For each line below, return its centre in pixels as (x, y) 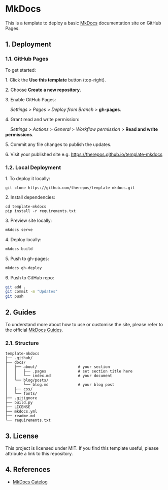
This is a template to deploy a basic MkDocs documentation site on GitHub (83, 23)
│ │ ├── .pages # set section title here (69, 371)
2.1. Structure (22, 343)
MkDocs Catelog (30, 482)
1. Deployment (28, 45)
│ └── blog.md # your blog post (60, 385)
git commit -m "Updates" (31, 292)
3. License (22, 436)
